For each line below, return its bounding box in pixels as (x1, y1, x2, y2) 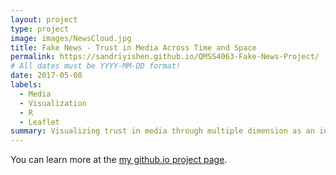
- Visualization (19, 98, 87, 108)
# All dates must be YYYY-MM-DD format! (10, 61, 182, 71)
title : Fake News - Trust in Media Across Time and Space (10, 42, 257, 53)
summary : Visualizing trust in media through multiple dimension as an (10, 126, 315, 136)
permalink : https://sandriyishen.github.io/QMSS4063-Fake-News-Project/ (10, 52, 320, 62)
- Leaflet (19, 117, 60, 127)
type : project (10, 24, 70, 34)
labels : (10, 80, 43, 90)
